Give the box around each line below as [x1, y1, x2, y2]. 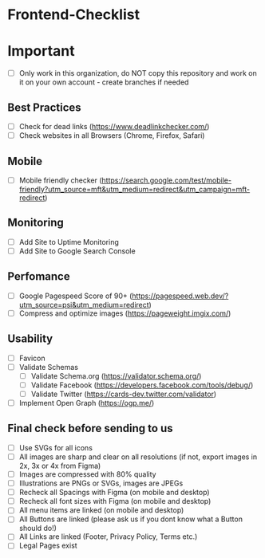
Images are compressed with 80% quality [18, 470, 156, 479]
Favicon [18, 353, 45, 363]
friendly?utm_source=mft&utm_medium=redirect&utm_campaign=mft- [18, 185, 251, 194]
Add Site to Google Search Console [18, 246, 136, 256]
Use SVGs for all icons [18, 442, 93, 452]
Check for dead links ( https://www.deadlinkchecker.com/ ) [18, 122, 210, 131]
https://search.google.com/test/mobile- [101, 175, 232, 185]
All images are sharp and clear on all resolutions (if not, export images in [18, 452, 258, 462]
